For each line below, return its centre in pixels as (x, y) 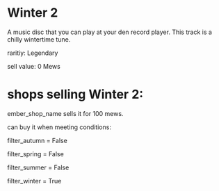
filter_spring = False (35, 153)
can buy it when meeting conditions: (59, 127)
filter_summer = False (38, 167)
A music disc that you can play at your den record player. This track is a (109, 32)
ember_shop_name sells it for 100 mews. (65, 113)
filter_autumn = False (37, 140)
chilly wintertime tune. (39, 39)
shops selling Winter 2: (75, 94)
